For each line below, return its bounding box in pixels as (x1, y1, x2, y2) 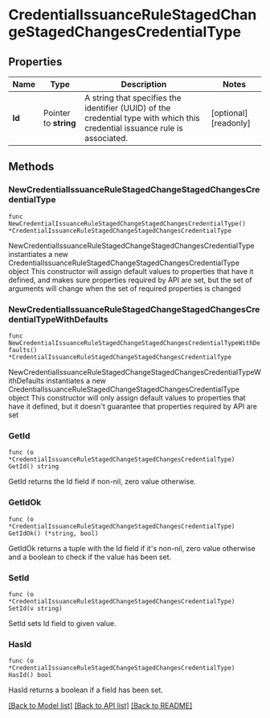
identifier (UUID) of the (84, 102, 171, 114)
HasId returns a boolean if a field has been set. (8, 685, 163, 695)
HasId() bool (8, 671, 52, 679)
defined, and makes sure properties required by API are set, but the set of (8, 275, 253, 284)
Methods (8, 160, 55, 174)
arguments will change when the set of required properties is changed (8, 284, 241, 293)
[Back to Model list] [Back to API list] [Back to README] (8, 701, 193, 711)
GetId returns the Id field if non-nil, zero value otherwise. (8, 477, 197, 487)
